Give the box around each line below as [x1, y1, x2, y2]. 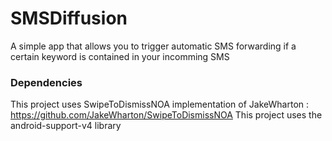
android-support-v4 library [10, 120, 122, 132]
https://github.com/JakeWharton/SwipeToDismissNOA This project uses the [10, 109, 323, 121]
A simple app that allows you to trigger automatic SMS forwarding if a [10, 40, 297, 52]
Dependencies [10, 75, 83, 89]
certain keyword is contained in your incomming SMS [10, 50, 230, 62]
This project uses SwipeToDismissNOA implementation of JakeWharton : [10, 98, 310, 111]
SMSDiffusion [10, 7, 128, 30]
